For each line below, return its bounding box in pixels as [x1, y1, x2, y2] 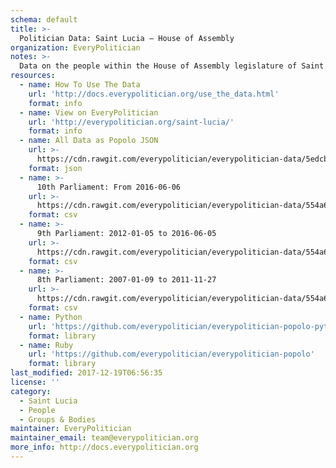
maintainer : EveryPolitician [10, 424, 132, 434]
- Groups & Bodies [19, 414, 97, 425]
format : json [28, 163, 83, 173]
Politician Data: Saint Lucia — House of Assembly [19, 33, 235, 43]
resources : [10, 71, 56, 81]
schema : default [10, 14, 78, 25]
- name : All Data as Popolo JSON [19, 136, 159, 146]
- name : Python [19, 312, 83, 322]
